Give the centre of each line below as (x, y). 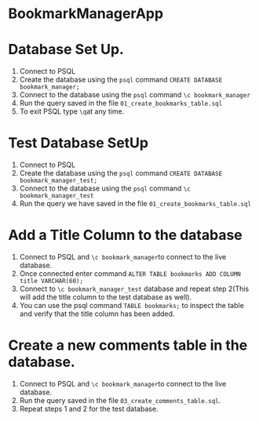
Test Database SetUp (78, 143)
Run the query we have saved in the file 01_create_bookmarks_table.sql (135, 204)
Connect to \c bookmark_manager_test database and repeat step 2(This (134, 289)
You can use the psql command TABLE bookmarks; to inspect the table (132, 305)
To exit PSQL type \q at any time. (72, 111)
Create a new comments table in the (128, 345)
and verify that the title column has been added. (97, 314)
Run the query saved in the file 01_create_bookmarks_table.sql (121, 103)
